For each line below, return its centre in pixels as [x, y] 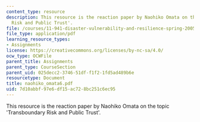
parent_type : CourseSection [41, 67]
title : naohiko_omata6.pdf [40, 84]
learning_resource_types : [38, 39]
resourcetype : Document [36, 78]
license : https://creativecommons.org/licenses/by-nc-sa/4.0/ [85, 51]
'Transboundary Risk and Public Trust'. [54, 112]
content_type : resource [36, 12]
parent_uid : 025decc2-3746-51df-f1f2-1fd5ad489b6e [70, 73]
